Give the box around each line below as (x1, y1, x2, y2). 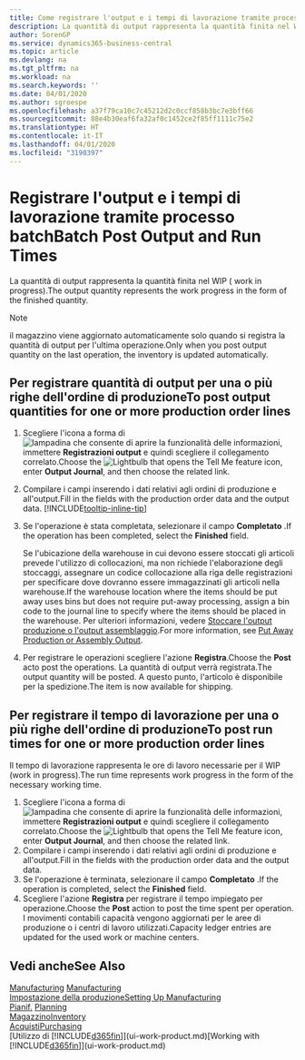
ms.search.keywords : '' (9, 81, 100, 90)
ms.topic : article (9, 47, 79, 56)
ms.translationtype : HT (9, 123, 100, 132)
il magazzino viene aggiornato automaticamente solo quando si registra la (9, 329, 286, 340)
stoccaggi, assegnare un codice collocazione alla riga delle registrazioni (22, 567, 293, 578)
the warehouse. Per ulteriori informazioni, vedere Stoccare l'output (22, 615, 272, 626)
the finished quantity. (9, 294, 89, 305)
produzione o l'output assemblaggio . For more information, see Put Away (22, 625, 294, 636)
